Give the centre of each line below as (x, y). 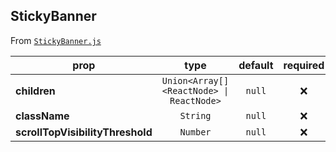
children (35, 91)
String (195, 115)
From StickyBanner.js (56, 40)
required (304, 65)
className (42, 116)
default (256, 65)
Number (195, 132)
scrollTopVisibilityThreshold (84, 132)
